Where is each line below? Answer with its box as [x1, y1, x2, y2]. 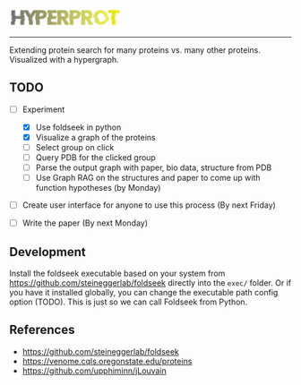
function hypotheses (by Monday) [35, 182, 161, 192]
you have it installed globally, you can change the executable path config [9, 287, 279, 297]
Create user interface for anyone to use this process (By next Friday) [21, 200, 276, 210]
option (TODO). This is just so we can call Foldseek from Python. [9, 296, 248, 307]
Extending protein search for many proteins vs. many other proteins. [9, 44, 262, 56]
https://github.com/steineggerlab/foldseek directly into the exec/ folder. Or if [9, 277, 292, 288]
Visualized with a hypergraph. [9, 54, 119, 64]
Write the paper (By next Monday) [21, 218, 149, 228]
